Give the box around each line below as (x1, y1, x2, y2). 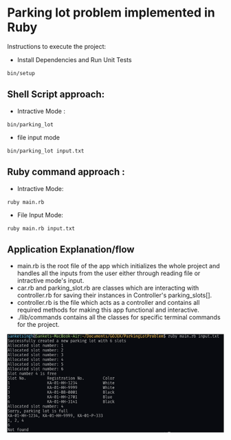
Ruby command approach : (7, 166, 125, 178)
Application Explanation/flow (7, 243, 135, 255)
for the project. (16, 321, 60, 329)
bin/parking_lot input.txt (7, 147, 85, 154)
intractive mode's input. (16, 277, 85, 285)
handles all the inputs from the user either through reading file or (16, 269, 201, 277)
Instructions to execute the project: (7, 42, 107, 50)
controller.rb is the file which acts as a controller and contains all (16, 299, 200, 307)
